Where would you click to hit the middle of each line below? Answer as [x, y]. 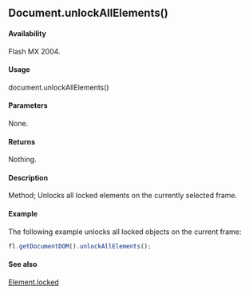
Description [28, 177]
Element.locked [34, 282]
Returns [22, 141]
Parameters [28, 105]
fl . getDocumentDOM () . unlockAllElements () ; [80, 246]
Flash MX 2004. [35, 51]
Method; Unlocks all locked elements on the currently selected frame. [123, 196]
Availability [27, 33]
